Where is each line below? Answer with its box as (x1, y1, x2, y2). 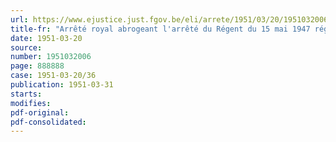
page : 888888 (10, 61, 65, 71)
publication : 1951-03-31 (10, 80, 114, 90)
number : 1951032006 (10, 52, 92, 62)
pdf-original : (10, 107, 70, 118)
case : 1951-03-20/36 (10, 71, 97, 81)
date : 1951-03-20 (10, 33, 83, 43)
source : (10, 42, 43, 53)
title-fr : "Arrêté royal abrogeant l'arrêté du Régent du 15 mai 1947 (10, 24, 311, 34)
